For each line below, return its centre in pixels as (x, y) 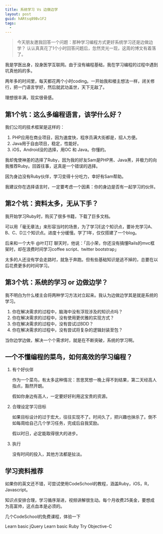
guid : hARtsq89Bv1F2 (26, 19)
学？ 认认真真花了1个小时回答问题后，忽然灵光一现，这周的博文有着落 (86, 48)
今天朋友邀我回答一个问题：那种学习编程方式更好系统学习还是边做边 (85, 42)
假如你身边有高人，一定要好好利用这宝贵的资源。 (61, 396)
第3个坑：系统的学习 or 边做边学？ (57, 282)
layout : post (18, 14)
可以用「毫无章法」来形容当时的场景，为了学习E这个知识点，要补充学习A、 (80, 227)
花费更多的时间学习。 (30, 266)
